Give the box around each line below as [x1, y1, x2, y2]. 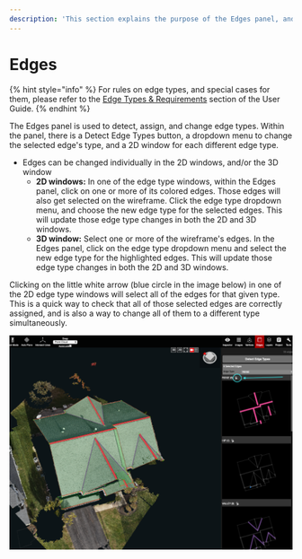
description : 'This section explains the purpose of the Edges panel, [9, 14, 280, 23]
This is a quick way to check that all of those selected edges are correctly [9, 298, 283, 309]
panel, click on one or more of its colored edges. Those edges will [35, 185, 281, 197]
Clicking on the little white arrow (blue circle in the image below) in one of [9, 279, 282, 290]
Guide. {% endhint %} [9, 103, 91, 114]
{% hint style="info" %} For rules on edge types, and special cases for [9, 83, 271, 94]
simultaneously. [9, 317, 67, 328]
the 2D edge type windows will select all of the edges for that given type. [9, 288, 280, 300]
